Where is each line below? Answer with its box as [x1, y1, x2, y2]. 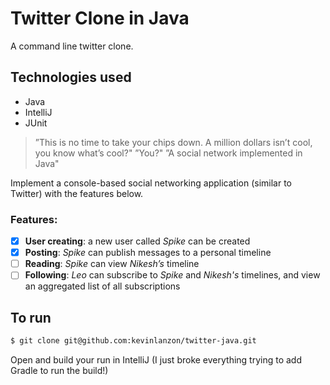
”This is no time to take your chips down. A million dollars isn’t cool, [34, 136, 313, 148]
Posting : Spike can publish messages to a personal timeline [24, 247, 272, 259]
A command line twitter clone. [10, 40, 134, 52]
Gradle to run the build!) [10, 364, 109, 376]
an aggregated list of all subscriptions [24, 280, 181, 292]
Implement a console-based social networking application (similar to [10, 177, 292, 189]
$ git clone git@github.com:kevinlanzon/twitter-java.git [10, 336, 257, 346]
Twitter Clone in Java [10, 7, 190, 30]
